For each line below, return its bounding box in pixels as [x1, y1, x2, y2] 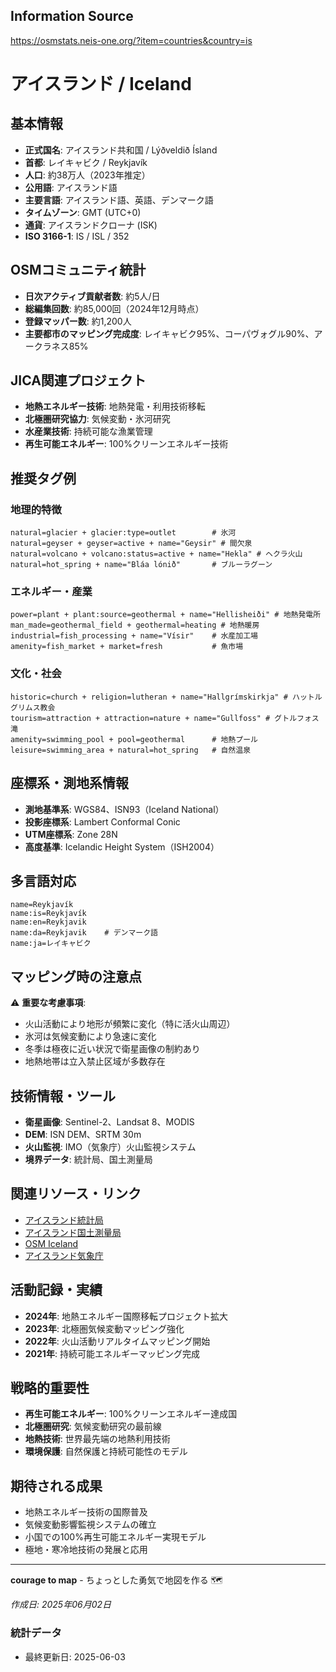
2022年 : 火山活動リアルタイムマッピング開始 [24, 1335, 211, 1347]
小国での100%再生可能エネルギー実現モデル [24, 1531, 207, 1543]
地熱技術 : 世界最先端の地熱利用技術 [24, 1433, 171, 1445]
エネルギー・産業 [10, 585, 93, 599]
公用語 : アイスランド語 [24, 181, 118, 193]
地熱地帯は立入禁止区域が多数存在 [24, 1055, 166, 1068]
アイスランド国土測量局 [24, 1226, 122, 1238]
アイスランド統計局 [24, 1214, 104, 1226]
